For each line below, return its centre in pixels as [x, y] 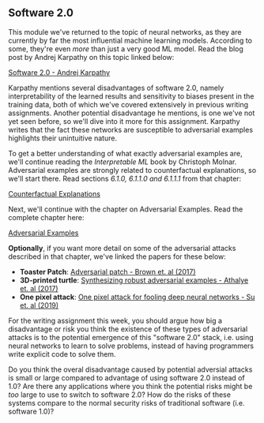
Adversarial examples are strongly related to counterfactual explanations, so [132, 170]
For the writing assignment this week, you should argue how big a [115, 320]
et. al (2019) [39, 305]
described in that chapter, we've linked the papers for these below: [117, 256]
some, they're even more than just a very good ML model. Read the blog [126, 49]
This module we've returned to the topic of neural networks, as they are [125, 32]
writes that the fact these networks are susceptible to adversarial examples [131, 129]
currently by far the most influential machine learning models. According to [130, 40]
